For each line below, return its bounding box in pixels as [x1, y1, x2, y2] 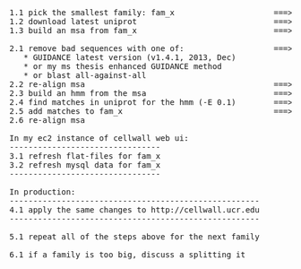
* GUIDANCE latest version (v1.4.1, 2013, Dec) [23, 53, 236, 62]
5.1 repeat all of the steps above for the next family [9, 232, 260, 241]
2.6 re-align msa [9, 116, 85, 125]
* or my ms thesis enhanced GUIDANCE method [23, 62, 222, 71]
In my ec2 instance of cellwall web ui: [9, 134, 190, 143]
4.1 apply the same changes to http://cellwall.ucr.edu [9, 205, 260, 214]
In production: [9, 187, 76, 196]
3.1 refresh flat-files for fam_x [9, 152, 161, 161]
